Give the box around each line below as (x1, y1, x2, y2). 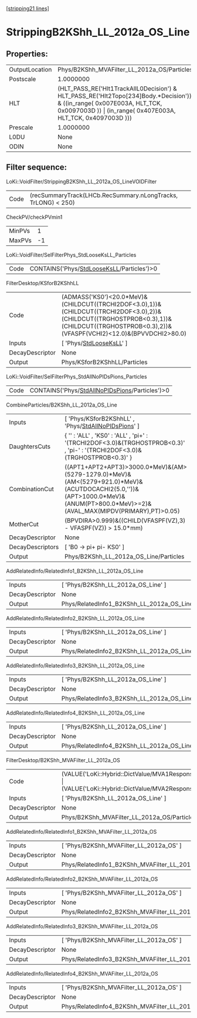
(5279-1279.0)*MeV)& (64, 470, 131, 478)
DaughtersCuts (9, 442, 51, 451)
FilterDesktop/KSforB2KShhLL (6, 279, 79, 286)
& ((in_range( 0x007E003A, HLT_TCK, (57, 99, 162, 107)
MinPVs (9, 226, 30, 235)
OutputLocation (9, 66, 52, 73)
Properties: (6, 49, 48, 59)
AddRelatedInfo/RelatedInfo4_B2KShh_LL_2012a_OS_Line (6, 709, 145, 716)
